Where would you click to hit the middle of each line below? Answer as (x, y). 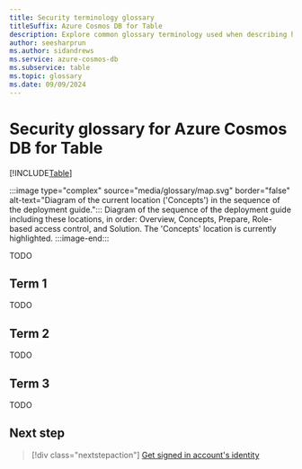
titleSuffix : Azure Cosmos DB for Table (86, 26)
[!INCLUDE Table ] (41, 173)
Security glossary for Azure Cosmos (148, 129)
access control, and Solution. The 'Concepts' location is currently (155, 228)
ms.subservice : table (50, 68)
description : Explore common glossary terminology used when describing (148, 34)
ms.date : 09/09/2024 (48, 84)
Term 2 (29, 333)
